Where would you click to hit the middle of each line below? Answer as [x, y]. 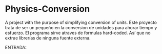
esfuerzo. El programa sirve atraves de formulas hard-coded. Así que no [78, 33]
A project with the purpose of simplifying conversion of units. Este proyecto [81, 22]
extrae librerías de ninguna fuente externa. [48, 38]
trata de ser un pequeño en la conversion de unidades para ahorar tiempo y [81, 27]
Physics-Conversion [48, 9]
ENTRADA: [16, 47]
